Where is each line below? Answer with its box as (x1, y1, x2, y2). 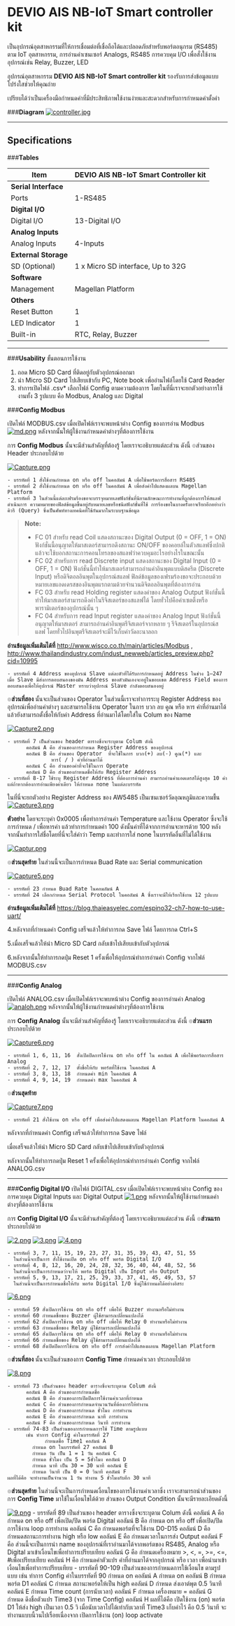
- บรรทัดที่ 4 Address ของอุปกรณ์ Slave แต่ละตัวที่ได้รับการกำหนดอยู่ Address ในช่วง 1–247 (7, 670, 222, 677)
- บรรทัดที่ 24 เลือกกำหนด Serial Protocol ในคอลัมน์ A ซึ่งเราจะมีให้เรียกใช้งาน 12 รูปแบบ (7, 891, 218, 898)
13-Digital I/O (74, 215, 121, 225)
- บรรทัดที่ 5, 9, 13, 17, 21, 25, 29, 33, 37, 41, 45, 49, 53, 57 (7, 1274, 196, 1281)
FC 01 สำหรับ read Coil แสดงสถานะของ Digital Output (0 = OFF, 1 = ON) (34, 532, 227, 541)
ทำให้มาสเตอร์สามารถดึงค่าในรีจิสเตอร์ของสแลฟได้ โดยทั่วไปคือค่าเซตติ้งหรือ (34, 595, 208, 604)
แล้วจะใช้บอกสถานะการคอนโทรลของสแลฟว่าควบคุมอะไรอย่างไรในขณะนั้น (34, 549, 205, 557)
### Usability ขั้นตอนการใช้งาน (7, 354, 86, 362)
